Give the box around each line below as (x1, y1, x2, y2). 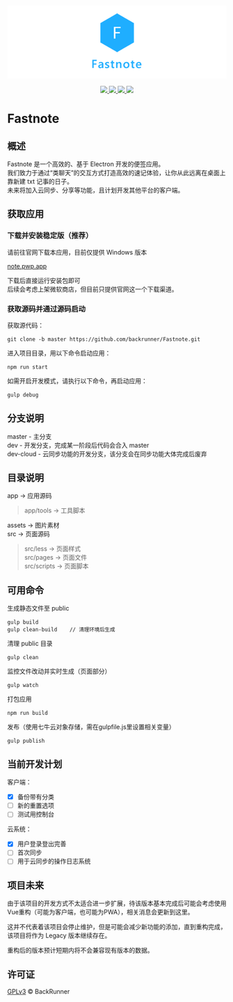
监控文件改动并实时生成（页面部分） (7, 667, 111, 676)
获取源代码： (7, 321, 44, 329)
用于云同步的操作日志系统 (17, 857, 91, 866)
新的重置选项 (17, 802, 54, 810)
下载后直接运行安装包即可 (7, 276, 81, 284)
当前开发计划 (7, 758, 63, 770)
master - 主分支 (7, 432, 52, 440)
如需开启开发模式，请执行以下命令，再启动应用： (7, 376, 147, 385)
